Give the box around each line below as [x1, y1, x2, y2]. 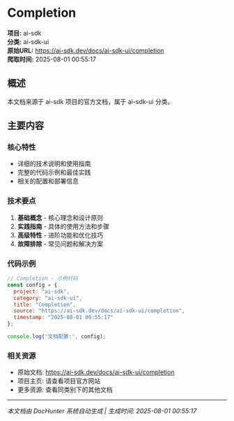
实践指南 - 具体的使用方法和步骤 [17, 222, 110, 230]
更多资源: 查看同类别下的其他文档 [17, 385, 113, 394]
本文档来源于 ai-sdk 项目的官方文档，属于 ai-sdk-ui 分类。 [7, 97, 174, 105]
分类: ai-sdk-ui [7, 37, 49, 46]
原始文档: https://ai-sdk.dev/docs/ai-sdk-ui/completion [17, 368, 175, 376]
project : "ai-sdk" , [13, 288, 70, 295]
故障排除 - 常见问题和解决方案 [17, 239, 104, 248]
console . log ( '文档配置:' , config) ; [7, 333, 107, 340]
